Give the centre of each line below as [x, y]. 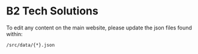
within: [14, 34]
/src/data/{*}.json [31, 45]
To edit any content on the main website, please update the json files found [99, 28]
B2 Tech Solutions [52, 11]
